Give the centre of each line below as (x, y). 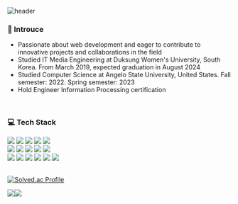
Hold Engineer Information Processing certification (92, 90)
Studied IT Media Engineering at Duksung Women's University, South (119, 59)
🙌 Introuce (26, 29)
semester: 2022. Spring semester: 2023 (76, 82)
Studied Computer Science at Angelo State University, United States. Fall (124, 75)
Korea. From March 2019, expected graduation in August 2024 (109, 67)
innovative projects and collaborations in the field (90, 52)
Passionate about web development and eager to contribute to (109, 45)
